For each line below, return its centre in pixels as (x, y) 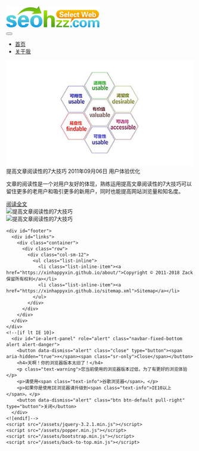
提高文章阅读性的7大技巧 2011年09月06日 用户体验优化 (73, 171)
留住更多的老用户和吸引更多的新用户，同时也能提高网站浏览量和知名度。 (95, 191)
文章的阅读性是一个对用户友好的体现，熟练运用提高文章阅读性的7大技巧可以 (99, 184)
